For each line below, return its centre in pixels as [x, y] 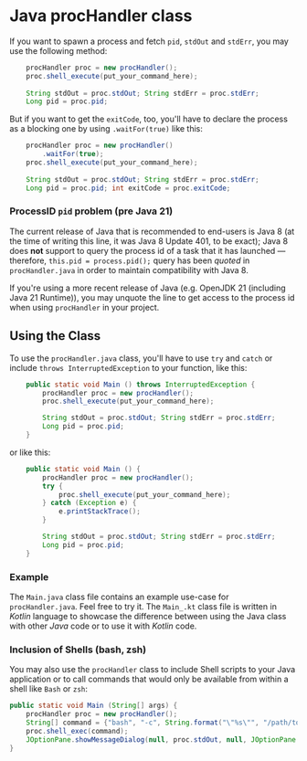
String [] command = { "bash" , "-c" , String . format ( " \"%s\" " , [143, 723]
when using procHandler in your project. [85, 307]
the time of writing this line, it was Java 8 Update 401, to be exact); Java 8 [149, 241]
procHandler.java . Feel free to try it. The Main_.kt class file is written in [143, 606]
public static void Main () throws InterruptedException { [141, 385]
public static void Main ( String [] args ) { [94, 706]
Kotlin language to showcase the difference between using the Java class [148, 616]
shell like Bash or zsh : [49, 689]
